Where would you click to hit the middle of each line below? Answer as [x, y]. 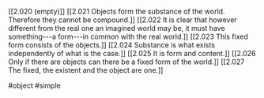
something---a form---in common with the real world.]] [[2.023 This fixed [128, 36]
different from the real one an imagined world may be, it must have [117, 28]
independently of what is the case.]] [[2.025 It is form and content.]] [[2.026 [132, 53]
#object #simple [34, 85]
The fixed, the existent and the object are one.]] [86, 70]
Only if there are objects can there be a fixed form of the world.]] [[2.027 [126, 62]
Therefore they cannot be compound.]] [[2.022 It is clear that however [123, 20]
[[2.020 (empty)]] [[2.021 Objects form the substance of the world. [117, 11]
